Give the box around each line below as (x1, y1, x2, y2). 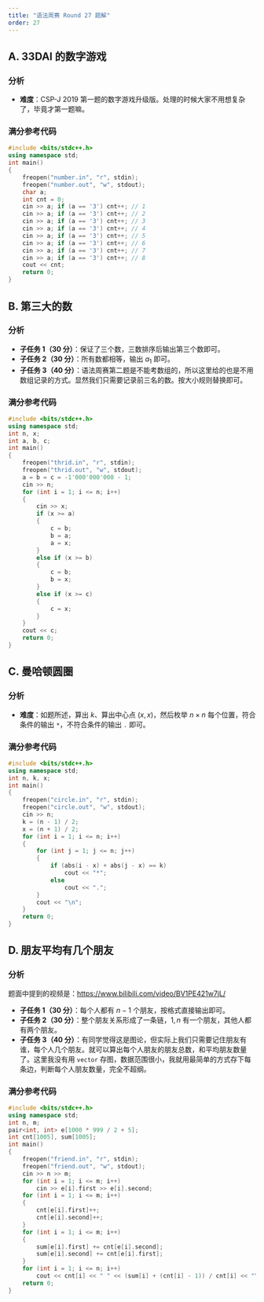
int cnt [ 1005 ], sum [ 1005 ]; (8, 1133, 97, 1141)
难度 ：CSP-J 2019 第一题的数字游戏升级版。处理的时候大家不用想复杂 (19, 95, 246, 104)
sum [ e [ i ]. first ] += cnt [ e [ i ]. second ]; (36, 1242, 163, 1251)
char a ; (22, 188, 47, 196)
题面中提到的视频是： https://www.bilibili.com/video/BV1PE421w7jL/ (8, 989, 226, 998)
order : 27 (8, 19, 41, 27)
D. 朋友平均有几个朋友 (8, 944, 114, 957)
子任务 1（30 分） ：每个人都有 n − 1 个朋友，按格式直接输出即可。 (19, 1005, 230, 1015)
